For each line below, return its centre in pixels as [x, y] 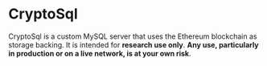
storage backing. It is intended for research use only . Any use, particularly [133, 44]
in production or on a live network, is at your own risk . [100, 53]
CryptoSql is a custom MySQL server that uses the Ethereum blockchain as [133, 36]
